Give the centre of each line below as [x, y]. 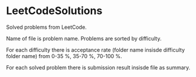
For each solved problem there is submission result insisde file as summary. [98, 67]
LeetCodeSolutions [54, 11]
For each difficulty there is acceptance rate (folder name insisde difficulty [95, 50]
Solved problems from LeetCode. [46, 27]
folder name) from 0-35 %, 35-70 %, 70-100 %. [64, 56]
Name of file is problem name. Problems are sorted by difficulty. [84, 38]
